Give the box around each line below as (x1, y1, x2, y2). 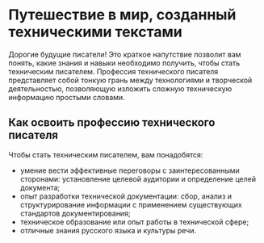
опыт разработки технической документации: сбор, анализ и (19, 191, 233, 201)
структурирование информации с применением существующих (19, 199, 242, 209)
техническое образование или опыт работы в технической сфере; (19, 216, 249, 227)
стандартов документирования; (19, 208, 131, 218)
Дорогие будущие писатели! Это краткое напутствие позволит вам (8, 49, 241, 59)
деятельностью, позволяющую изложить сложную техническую (8, 83, 233, 94)
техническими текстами (8, 23, 183, 41)
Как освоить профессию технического (8, 115, 216, 130)
